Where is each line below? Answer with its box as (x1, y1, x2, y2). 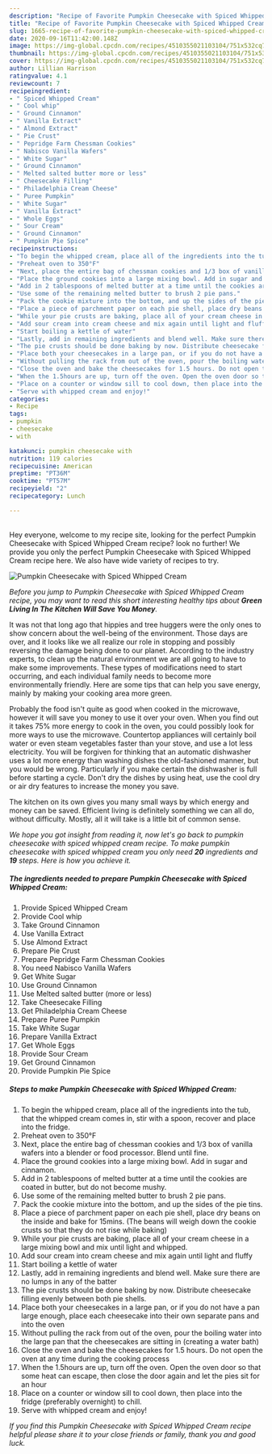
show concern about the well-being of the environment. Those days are (9, 628, 249, 638)
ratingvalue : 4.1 (9, 72, 68, 80)
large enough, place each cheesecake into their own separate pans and (20, 1310, 260, 1321)
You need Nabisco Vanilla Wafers (20, 963, 132, 973)
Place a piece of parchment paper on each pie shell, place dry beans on (20, 1208, 261, 1217)
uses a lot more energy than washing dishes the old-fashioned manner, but (9, 755, 259, 765)
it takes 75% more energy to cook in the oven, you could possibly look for (9, 721, 254, 731)
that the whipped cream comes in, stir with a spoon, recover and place (20, 1113, 257, 1123)
